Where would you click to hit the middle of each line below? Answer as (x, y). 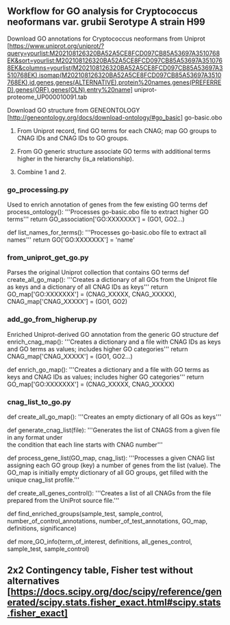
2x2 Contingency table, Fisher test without (100, 570)
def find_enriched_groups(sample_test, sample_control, (85, 514)
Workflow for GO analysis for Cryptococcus (103, 11)
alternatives (34, 581)
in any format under (35, 437)
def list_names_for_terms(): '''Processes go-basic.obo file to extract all (107, 233)
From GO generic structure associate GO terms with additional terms (114, 151)
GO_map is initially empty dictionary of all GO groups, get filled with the (108, 472)
